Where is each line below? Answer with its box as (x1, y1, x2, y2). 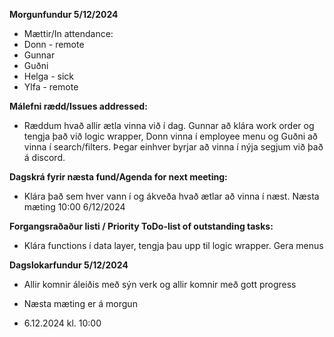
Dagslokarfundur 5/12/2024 (9, 259, 129, 271)
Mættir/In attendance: (23, 28, 114, 39)
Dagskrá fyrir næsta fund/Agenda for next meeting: (9, 171, 228, 183)
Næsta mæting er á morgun (23, 298, 138, 309)
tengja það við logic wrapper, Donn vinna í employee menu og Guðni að (23, 130, 319, 142)
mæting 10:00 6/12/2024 (23, 201, 126, 213)
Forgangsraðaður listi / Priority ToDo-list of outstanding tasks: (9, 220, 274, 232)
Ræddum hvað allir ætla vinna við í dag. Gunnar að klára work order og (23, 120, 315, 131)
